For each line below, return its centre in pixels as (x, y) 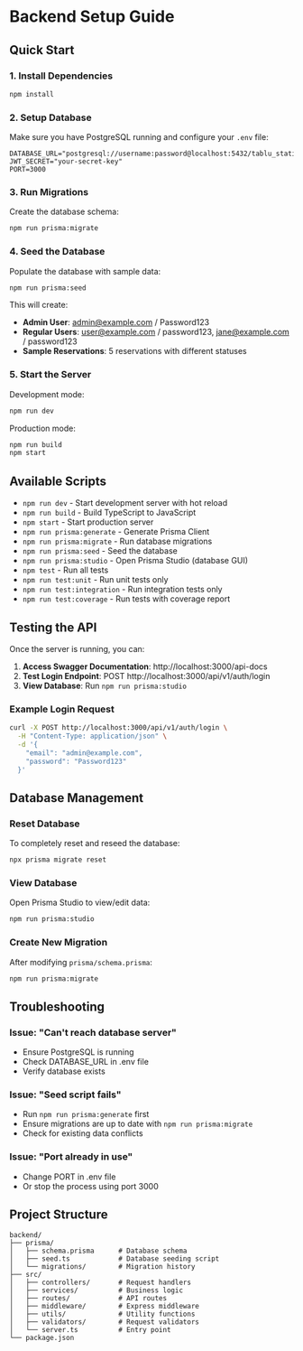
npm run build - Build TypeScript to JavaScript (109, 513)
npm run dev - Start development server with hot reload (125, 503)
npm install (32, 94)
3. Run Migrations (49, 191)
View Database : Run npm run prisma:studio (105, 685)
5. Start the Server (50, 375)
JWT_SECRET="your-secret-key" (66, 162)
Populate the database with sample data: (85, 271)
